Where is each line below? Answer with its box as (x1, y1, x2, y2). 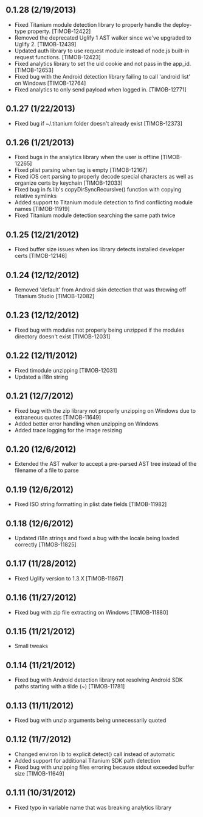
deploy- (172, 21, 192, 28)
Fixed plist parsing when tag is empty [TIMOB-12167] (14, 166, 148, 174)
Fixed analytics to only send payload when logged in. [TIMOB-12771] (14, 85, 187, 93)
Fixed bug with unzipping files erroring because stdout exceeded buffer (14, 763, 195, 771)
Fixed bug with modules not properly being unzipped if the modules (14, 326, 185, 334)
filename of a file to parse (14, 466, 79, 474)
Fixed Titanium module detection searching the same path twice (14, 212, 176, 219)
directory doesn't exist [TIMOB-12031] (14, 332, 111, 340)
